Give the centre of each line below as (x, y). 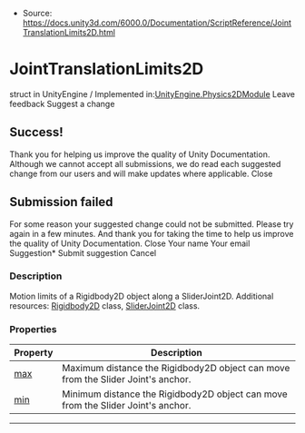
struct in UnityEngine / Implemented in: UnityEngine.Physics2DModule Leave (152, 93)
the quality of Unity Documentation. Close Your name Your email (130, 243)
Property (34, 353)
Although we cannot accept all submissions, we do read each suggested (145, 163)
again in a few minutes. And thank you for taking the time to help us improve (152, 233)
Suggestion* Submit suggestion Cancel (83, 252)
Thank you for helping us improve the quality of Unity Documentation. (140, 154)
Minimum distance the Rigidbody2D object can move (175, 394)
